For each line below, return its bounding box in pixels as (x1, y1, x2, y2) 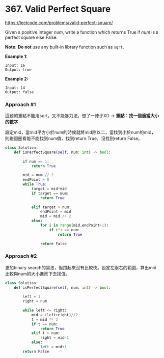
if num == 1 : (23, 159, 50, 164)
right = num (23, 299, 48, 304)
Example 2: (5, 76, 28, 82)
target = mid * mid (31, 187, 67, 192)
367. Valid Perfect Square (5, 3, 111, 15)
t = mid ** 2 (31, 317, 58, 322)
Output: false (5, 89, 34, 94)
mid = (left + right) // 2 (31, 312, 78, 317)
